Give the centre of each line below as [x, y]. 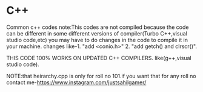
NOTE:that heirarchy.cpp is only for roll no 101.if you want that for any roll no [101, 76]
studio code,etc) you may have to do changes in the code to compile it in [97, 40]
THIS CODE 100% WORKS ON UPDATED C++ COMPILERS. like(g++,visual [99, 58]
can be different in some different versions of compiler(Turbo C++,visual [97, 33]
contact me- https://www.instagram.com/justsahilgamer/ [76, 82]
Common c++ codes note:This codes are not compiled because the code [98, 27]
